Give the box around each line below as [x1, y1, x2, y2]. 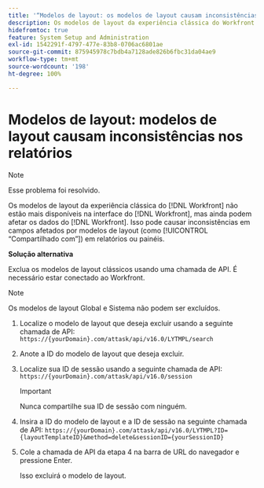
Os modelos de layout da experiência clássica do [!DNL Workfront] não [8, 200, 238, 210]
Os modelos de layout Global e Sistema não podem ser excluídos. [8, 303, 221, 313]
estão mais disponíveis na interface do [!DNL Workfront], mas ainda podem [8, 209, 252, 218]
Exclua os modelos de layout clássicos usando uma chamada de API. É [8, 264, 238, 273]
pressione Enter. [19, 455, 73, 464]
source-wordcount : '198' [8, 63, 90, 71]
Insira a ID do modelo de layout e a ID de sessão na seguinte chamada [19, 416, 247, 426]
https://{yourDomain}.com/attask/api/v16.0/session [19, 372, 192, 380]
